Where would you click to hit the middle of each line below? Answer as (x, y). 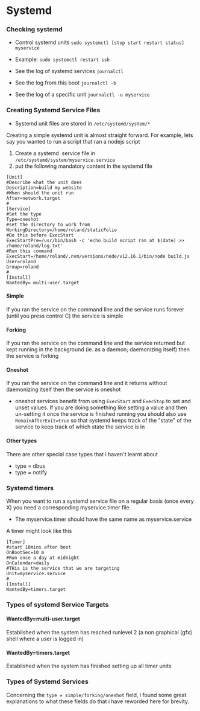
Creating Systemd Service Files (53, 110)
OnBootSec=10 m (25, 552)
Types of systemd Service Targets (58, 604)
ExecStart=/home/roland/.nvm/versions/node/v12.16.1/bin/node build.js (98, 256)
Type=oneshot (23, 219)
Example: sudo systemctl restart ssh (62, 59)
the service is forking (33, 356)
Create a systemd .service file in (55, 153)
